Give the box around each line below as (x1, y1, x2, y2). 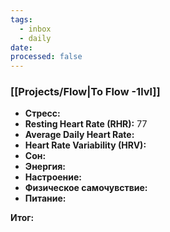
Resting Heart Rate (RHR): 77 (24, 118, 148, 130)
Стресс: (24, 107, 61, 120)
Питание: (24, 192, 67, 205)
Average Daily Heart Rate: (24, 129, 135, 141)
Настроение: (24, 171, 83, 183)
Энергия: (24, 161, 66, 173)
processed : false (10, 52, 83, 62)
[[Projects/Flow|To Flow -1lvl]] (10, 85, 161, 99)
